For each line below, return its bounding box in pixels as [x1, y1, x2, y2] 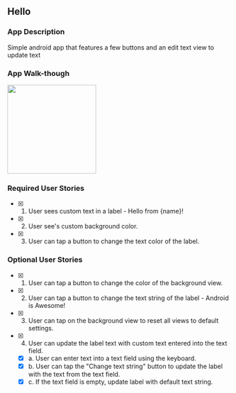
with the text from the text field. [28, 370, 120, 378]
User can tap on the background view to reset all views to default [28, 316, 219, 325]
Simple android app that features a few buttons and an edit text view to [7, 43, 215, 52]
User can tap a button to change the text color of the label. [28, 237, 200, 245]
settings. [28, 323, 54, 332]
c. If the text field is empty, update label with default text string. [28, 377, 213, 386]
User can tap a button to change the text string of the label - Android [28, 294, 229, 302]
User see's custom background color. [28, 222, 138, 231]
